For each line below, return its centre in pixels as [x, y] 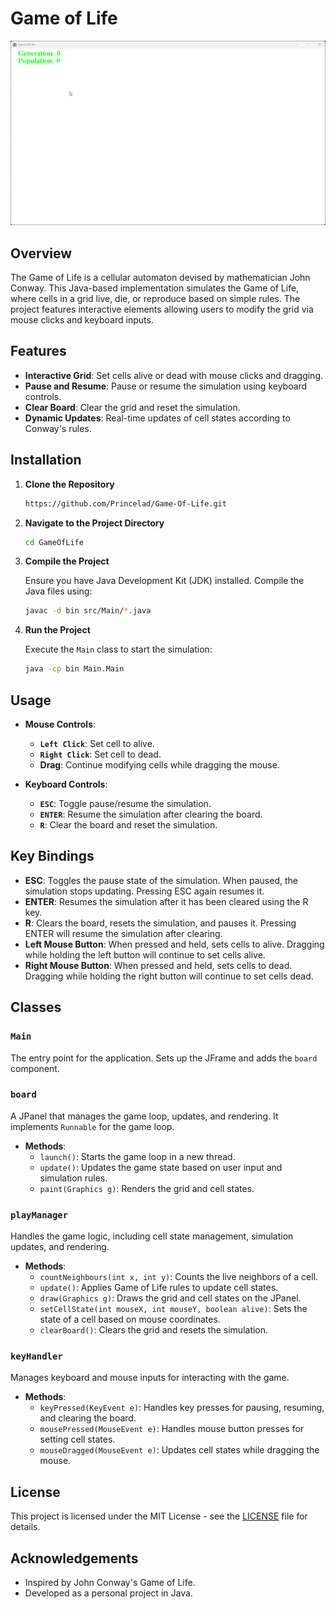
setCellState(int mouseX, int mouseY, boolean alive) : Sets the [173, 1309]
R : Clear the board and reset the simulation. [128, 825]
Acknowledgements [74, 1558]
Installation [46, 460]
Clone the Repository [69, 484]
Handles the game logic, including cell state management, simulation [152, 1236]
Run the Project [57, 630]
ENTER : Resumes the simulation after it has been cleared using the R [166, 901]
